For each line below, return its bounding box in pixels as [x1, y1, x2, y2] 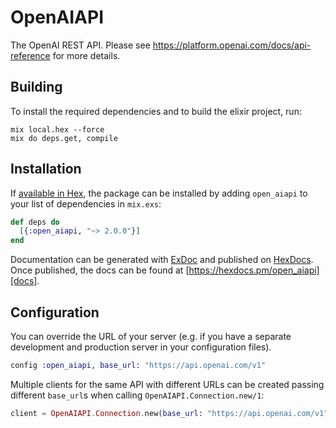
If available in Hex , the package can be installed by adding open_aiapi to [10, 187, 308, 199]
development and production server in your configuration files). [10, 341, 272, 353]
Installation [10, 161, 82, 178]
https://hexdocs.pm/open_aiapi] [188, 264, 320, 276]
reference [10, 49, 51, 61]
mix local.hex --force [10, 124, 105, 135]
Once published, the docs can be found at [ [10, 264, 190, 276]
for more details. [52, 49, 121, 61]
